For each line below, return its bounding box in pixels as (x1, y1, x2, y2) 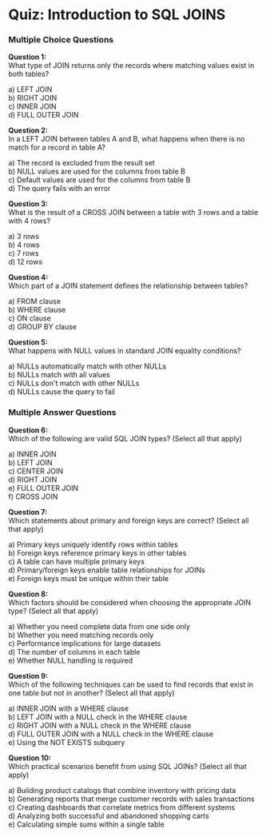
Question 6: (8, 425, 49, 435)
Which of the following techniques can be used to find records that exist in (8, 680, 254, 689)
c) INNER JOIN (8, 102, 58, 111)
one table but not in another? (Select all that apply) (8, 688, 175, 697)
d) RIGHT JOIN (8, 474, 58, 484)
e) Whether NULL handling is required (8, 656, 133, 665)
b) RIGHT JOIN (8, 94, 58, 103)
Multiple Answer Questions (8, 407, 117, 418)
